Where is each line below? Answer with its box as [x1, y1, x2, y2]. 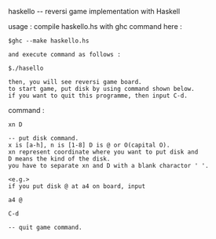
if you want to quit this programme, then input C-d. [8, 92, 189, 100]
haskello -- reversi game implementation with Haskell [8, 7, 181, 16]
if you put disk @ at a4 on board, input [8, 183, 146, 190]
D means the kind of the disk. [8, 155, 111, 163]
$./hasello [8, 64, 44, 72]
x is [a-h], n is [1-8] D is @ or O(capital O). [8, 141, 170, 149]
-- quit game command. [8, 223, 82, 231]
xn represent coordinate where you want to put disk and [8, 148, 199, 156]
